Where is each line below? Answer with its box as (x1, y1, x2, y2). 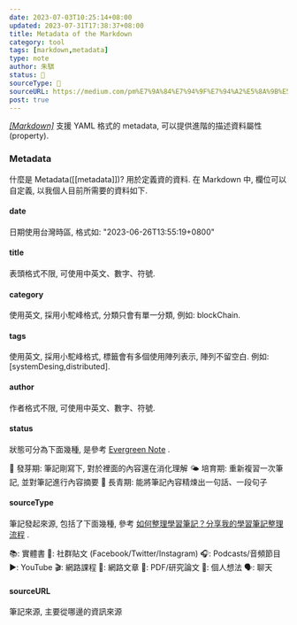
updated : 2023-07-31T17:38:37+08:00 (9, 21, 144, 30)
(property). (9, 130, 49, 142)
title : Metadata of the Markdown (9, 29, 133, 38)
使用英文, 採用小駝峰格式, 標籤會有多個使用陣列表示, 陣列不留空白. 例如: (9, 351, 270, 362)
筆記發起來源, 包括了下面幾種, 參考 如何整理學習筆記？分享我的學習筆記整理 (9, 519, 284, 529)
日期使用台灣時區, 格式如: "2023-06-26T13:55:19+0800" (9, 227, 215, 237)
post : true (9, 95, 49, 104)
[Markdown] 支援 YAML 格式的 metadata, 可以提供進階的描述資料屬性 (9, 120, 263, 131)
